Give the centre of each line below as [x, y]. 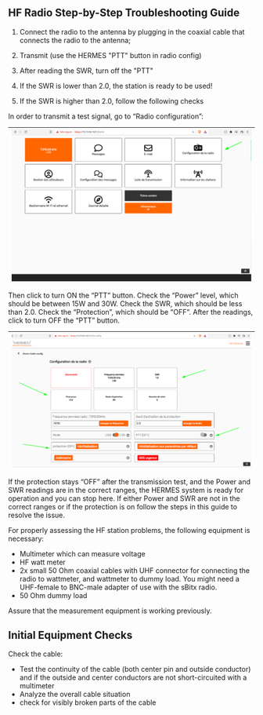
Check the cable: [36, 654]
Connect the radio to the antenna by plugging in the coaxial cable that [132, 31]
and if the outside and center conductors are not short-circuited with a [133, 677]
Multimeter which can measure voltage [83, 553]
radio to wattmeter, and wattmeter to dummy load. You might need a [130, 578]
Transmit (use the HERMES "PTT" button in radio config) [110, 55]
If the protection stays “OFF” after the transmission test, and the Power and [129, 481]
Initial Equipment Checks [70, 635]
